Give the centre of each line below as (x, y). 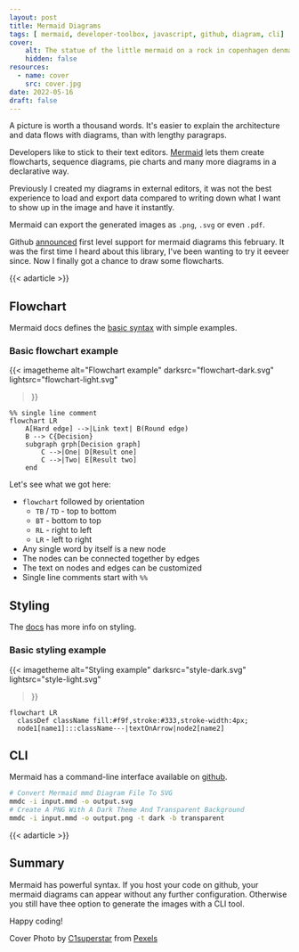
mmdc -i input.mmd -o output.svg (71, 802)
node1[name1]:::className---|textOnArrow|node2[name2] (121, 728)
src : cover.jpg (53, 84)
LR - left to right (64, 539)
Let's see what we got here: (60, 484)
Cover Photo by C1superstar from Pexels (84, 938)
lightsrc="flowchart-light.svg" (64, 380)
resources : (29, 68)
